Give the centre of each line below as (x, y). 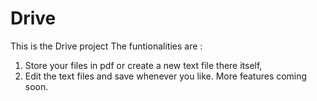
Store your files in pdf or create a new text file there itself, (143, 65)
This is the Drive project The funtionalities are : (106, 46)
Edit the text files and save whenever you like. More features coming (166, 76)
